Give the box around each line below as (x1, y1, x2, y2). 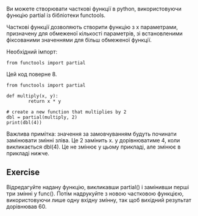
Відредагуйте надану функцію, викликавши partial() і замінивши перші (6, 183, 189, 190)
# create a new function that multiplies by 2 (6, 109, 127, 115)
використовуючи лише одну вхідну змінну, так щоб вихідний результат (6, 196, 192, 203)
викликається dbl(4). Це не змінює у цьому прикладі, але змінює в (6, 143, 181, 150)
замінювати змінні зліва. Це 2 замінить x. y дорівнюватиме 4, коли (6, 137, 180, 144)
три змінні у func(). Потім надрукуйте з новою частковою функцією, (6, 190, 184, 197)
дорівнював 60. (6, 203, 47, 210)
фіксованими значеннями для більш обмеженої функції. (6, 37, 152, 43)
